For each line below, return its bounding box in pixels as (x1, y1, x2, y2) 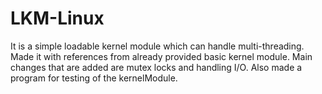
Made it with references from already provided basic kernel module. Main (10, 50, 313, 62)
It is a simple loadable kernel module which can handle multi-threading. (10, 40, 305, 52)
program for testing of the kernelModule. (10, 72, 178, 84)
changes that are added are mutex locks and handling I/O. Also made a (10, 61, 303, 73)
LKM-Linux (10, 7, 105, 30)
